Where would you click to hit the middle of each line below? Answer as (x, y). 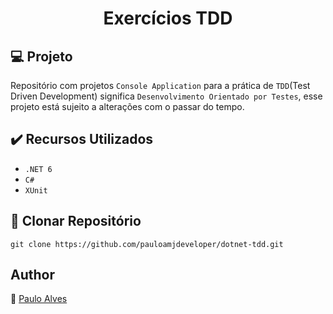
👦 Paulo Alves (39, 299)
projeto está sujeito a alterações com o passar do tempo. (127, 106)
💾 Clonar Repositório (76, 221)
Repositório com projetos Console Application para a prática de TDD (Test (160, 85)
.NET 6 (38, 169)
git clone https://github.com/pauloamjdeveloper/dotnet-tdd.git (147, 244)
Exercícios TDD (168, 18)
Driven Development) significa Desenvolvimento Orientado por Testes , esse (166, 96)
